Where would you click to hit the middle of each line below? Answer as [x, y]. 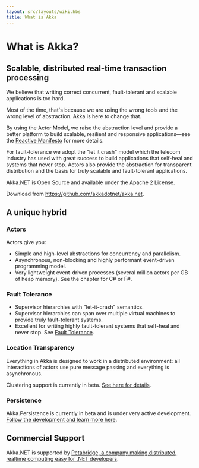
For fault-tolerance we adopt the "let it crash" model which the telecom [93, 151]
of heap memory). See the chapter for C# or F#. [73, 279]
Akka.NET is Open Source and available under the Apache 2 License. [91, 182]
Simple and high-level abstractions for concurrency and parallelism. [98, 254]
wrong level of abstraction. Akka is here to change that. [74, 116]
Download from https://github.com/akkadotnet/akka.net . [75, 194]
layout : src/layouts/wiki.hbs [44, 12]
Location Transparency [40, 348]
